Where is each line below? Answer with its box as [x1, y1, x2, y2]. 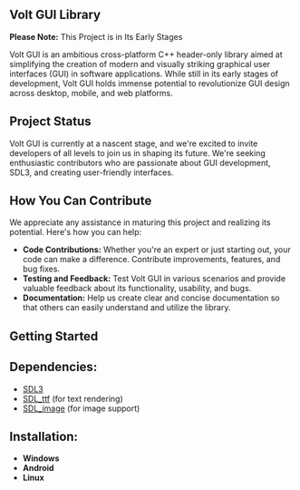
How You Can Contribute [9, 193, 152, 209]
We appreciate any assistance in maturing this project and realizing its [9, 217, 271, 228]
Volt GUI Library [9, 7, 102, 23]
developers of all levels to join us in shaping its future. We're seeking [9, 147, 266, 158]
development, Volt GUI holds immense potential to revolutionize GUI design [9, 77, 290, 89]
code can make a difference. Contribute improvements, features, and [22, 254, 281, 265]
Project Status [9, 113, 92, 130]
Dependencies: [9, 359, 98, 375]
